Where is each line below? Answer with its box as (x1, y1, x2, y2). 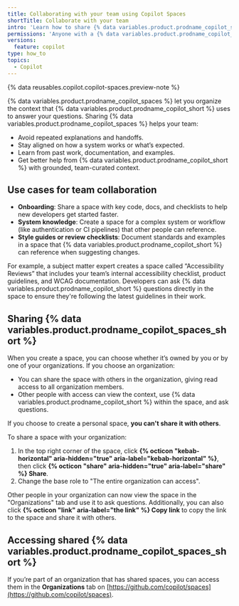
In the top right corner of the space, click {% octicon (17, 447, 174, 455)
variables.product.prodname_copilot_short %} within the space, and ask (17, 398, 229, 406)
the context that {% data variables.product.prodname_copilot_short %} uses (7, 104, 231, 112)
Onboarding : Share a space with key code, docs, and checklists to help (17, 203, 228, 211)
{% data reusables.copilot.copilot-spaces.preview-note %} (7, 83, 180, 91)
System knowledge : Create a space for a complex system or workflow (17, 218, 225, 226)
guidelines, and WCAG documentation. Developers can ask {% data (7, 277, 206, 285)
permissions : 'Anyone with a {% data (7, 30, 119, 38)
